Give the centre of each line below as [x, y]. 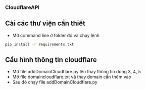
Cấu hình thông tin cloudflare [51, 60]
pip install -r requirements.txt [40, 44]
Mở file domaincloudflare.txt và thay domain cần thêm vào [72, 77]
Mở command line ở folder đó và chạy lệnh [56, 35]
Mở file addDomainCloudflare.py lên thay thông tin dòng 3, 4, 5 [76, 72]
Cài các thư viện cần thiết [45, 23]
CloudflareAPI [22, 7]
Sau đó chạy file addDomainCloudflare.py [55, 82]
